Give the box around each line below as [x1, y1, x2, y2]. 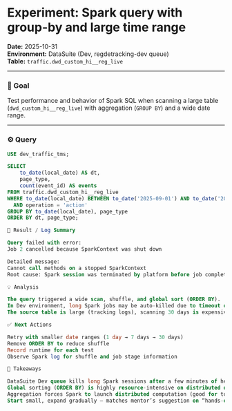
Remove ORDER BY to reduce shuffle [7, 340, 110, 347]
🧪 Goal [7, 81, 30, 90]
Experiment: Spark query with [7, 5, 183, 21]
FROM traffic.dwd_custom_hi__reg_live [7, 189, 119, 195]
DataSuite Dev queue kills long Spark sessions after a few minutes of [7, 378, 217, 385]
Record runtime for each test [7, 347, 95, 354]
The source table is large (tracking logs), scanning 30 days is [7, 309, 199, 316]
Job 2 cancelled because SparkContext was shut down [7, 246, 162, 253]
